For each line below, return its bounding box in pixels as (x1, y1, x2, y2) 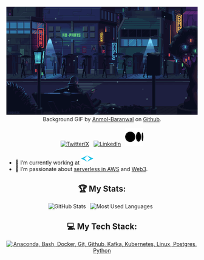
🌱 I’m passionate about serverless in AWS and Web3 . (15, 165, 148, 172)
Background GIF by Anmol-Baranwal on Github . (42, 115, 161, 122)
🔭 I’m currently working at (15, 159, 80, 166)
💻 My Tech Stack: (66, 221, 138, 231)
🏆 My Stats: (78, 183, 126, 194)
